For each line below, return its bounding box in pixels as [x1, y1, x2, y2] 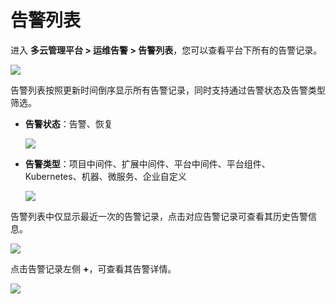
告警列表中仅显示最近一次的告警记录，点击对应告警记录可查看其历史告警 [10, 210, 308, 222]
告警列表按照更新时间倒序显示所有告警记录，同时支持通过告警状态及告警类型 [10, 84, 326, 96]
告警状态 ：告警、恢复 [24, 117, 113, 130]
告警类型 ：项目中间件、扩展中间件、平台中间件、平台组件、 [24, 157, 271, 170]
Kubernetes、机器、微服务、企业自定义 [24, 170, 187, 182]
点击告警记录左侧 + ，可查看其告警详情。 [10, 262, 177, 275]
